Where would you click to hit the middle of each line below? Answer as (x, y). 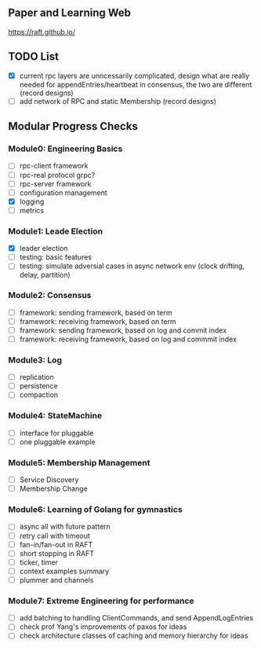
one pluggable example (57, 442)
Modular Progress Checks (73, 126)
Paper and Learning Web (70, 13)
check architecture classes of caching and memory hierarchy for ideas (134, 635)
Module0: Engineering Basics (65, 149)
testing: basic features (56, 257)
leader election (43, 249)
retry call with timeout (54, 536)
